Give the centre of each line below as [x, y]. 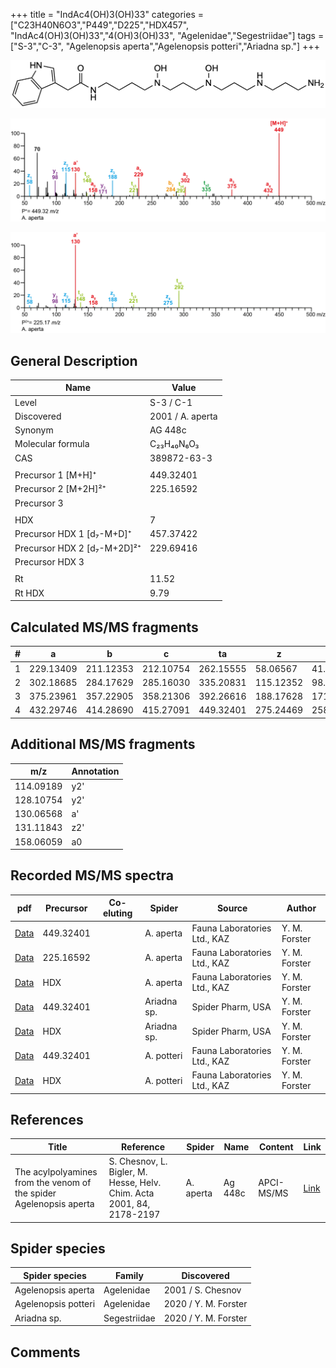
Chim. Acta [131, 1193]
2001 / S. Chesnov [202, 1290]
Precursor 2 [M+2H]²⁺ [60, 489]
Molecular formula [52, 444]
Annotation [95, 771]
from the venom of [53, 1183]
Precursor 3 [39, 503]
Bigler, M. [128, 1172]
